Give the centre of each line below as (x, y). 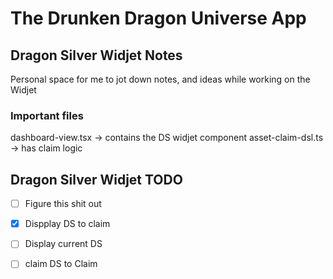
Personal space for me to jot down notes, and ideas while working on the (160, 79)
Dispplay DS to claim (67, 224)
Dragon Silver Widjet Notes (96, 55)
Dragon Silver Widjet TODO (96, 179)
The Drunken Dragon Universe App (158, 18)
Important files (47, 115)
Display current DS (63, 244)
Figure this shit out (63, 204)
